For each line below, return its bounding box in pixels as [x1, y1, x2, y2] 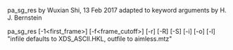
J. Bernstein [7, 13, 42, 22]
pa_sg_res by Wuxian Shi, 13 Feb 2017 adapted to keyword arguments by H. [7, 6, 227, 14]
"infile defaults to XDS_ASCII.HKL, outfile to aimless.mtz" [7, 35, 172, 43]
